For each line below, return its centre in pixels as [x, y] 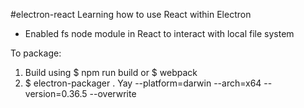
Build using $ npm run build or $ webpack [111, 72]
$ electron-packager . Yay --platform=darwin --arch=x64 [143, 83]
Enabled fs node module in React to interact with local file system [159, 33]
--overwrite [113, 93]
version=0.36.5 [56, 93]
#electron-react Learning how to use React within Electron [131, 14]
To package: [36, 53]
